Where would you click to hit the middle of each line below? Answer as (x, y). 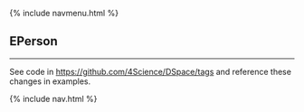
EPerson (33, 41)
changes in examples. (50, 81)
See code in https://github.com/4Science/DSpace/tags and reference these (151, 71)
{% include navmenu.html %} (64, 13)
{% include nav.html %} (53, 98)
